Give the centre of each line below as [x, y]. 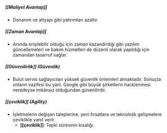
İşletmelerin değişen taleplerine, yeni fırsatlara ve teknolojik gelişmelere [87, 114]
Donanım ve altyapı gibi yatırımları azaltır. [55, 20]
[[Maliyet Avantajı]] [26, 7]
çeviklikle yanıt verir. [34, 119]
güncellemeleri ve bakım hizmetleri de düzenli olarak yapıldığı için [81, 49]
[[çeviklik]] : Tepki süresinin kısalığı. [57, 125]
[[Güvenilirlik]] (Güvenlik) [33, 66]
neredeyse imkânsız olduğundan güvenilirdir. [59, 90]
